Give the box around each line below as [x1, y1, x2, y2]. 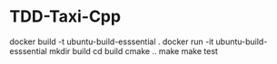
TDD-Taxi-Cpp [9, 6, 121, 27]
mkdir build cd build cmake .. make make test [48, 45, 218, 56]
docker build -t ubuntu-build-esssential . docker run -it [9, 36, 214, 47]
